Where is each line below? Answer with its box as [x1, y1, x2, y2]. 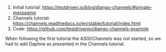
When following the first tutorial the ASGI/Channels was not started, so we [5, 35, 161, 41]
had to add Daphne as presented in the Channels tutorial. [5, 41, 125, 47]
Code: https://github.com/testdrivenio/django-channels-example [12, 26, 149, 32]
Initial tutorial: [12, 5, 42, 10]
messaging [12, 10, 36, 16]
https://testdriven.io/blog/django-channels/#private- [42, 5, 153, 10]
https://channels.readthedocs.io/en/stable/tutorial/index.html [12, 20, 141, 26]
